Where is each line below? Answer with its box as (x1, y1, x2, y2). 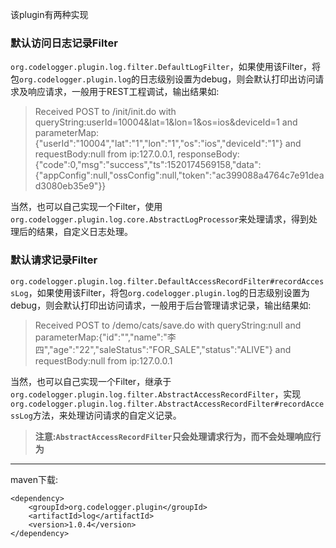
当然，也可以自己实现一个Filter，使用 (10, 201, 163, 213)
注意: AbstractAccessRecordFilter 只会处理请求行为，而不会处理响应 (34, 430, 313, 442)
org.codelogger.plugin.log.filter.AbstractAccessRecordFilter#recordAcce (10, 399, 325, 409)
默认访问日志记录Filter (10, 36, 118, 50)
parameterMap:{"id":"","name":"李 (34, 331, 177, 343)
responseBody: (177, 148, 240, 160)
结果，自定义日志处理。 (36, 226, 133, 238)
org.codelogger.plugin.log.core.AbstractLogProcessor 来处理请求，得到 (10, 213, 310, 225)
